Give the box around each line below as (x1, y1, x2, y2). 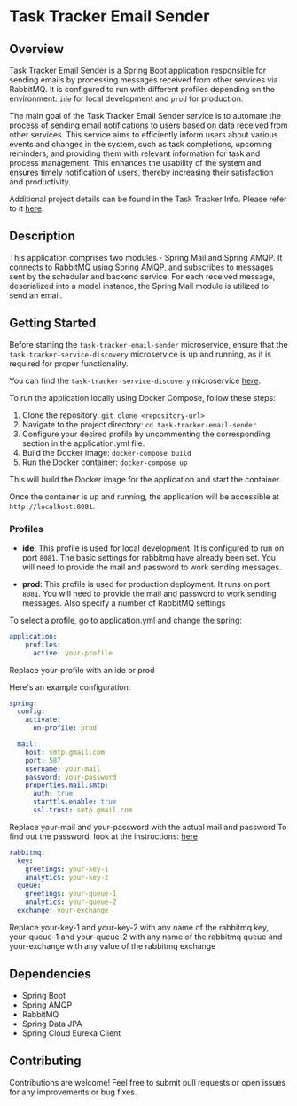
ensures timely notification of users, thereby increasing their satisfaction (9, 167, 274, 177)
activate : (25, 716, 62, 725)
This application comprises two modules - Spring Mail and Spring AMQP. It (9, 252, 283, 263)
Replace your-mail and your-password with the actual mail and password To (9, 821, 287, 832)
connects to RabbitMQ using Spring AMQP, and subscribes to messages (9, 262, 274, 272)
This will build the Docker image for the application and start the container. (9, 474, 282, 484)
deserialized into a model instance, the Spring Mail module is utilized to (9, 280, 269, 291)
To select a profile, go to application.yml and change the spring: (9, 615, 242, 625)
